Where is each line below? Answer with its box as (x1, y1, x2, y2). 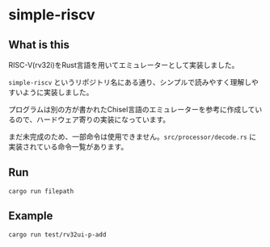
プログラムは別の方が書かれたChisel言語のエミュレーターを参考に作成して (8, 105, 255, 114)
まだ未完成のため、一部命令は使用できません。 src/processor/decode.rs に (8, 132, 257, 141)
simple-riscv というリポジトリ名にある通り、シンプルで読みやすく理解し (8, 77, 252, 86)
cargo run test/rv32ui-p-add (8, 230, 107, 239)
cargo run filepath (8, 187, 74, 195)
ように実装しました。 (22, 87, 94, 97)
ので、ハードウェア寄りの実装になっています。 (15, 115, 171, 124)
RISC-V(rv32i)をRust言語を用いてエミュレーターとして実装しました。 (8, 61, 239, 69)
